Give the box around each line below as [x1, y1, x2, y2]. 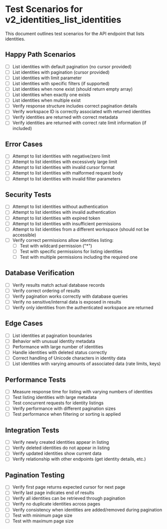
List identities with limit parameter [12, 75, 82, 81]
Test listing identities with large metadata [12, 394, 97, 400]
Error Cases [5, 140, 43, 148]
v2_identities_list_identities [5, 14, 122, 25]
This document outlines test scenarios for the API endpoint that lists [5, 30, 145, 36]
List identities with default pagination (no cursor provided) [12, 63, 132, 69]
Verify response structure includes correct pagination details [12, 103, 138, 109]
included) [12, 126, 32, 132]
